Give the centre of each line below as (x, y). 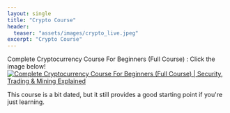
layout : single (29, 14)
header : (18, 26)
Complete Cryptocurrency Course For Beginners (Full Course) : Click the (112, 59)
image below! (26, 67)
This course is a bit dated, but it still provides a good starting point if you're (115, 95)
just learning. (26, 102)
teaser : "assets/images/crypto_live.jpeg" (76, 33)
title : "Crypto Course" (42, 20)
